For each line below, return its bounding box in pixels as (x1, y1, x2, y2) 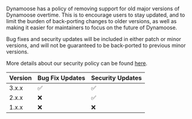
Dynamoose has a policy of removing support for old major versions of (6, 5, 180, 12)
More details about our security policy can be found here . (6, 59, 148, 67)
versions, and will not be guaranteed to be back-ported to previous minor (6, 42, 186, 49)
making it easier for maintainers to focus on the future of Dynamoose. (6, 24, 178, 31)
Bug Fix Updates (38, 74, 85, 82)
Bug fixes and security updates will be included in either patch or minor (6, 36, 182, 42)
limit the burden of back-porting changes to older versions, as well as (6, 18, 177, 24)
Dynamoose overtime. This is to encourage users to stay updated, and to (6, 11, 185, 18)
